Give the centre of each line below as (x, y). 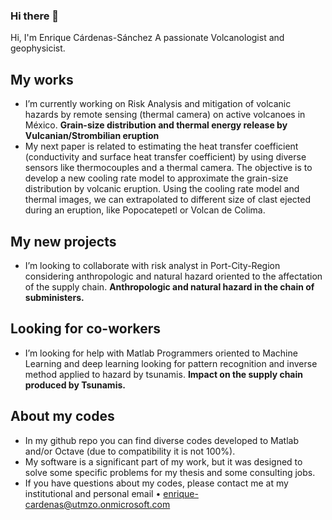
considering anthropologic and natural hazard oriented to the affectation (173, 276)
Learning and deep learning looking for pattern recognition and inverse (171, 363)
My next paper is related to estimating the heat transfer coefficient (161, 146)
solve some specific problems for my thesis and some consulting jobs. (170, 472)
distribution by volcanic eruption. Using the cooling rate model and (162, 189)
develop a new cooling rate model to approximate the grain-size (156, 178)
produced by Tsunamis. (75, 385)
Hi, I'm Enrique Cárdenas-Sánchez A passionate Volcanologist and (147, 38)
